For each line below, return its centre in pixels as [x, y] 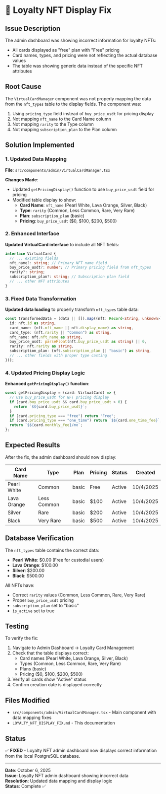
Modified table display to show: [44, 200]
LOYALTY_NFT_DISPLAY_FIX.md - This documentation [63, 723]
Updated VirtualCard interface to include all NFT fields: [62, 244]
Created [145, 472]
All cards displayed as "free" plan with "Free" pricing [66, 50]
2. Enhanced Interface [32, 234]
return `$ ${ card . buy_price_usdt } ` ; [51, 407]
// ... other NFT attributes [40, 282]
